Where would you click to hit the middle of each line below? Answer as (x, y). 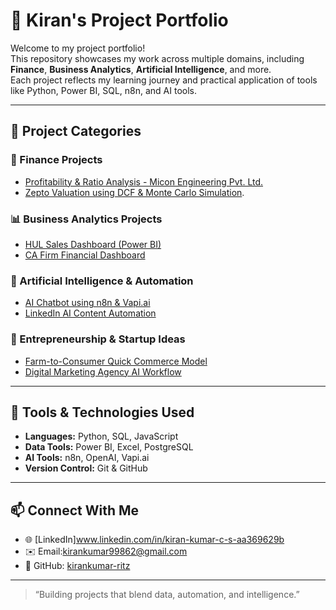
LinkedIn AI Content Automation (90, 313)
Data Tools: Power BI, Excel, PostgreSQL (109, 447)
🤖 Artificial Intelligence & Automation (102, 281)
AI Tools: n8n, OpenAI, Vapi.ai (87, 458)
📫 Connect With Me (75, 510)
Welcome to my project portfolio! (78, 48)
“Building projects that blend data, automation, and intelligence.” (167, 595)
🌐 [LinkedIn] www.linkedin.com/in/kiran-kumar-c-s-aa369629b (154, 540)
